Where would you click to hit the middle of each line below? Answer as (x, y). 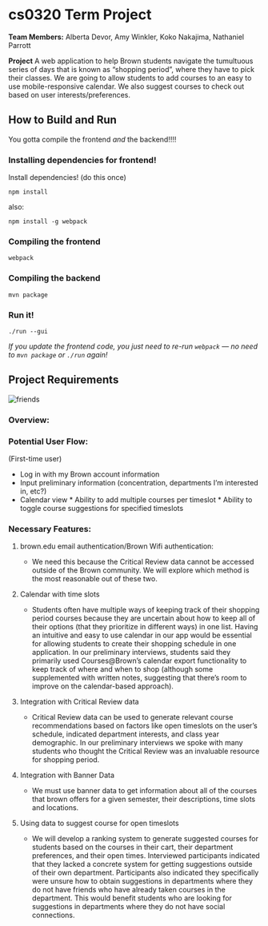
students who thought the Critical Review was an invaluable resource (146, 751)
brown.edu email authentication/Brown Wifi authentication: (117, 546)
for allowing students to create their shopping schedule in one (134, 644)
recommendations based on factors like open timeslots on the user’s (144, 726)
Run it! (21, 315)
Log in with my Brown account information (90, 474)
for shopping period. (66, 760)
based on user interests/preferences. (69, 94)
